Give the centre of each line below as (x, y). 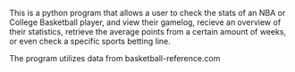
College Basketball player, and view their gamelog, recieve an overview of (145, 22)
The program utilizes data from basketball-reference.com (115, 58)
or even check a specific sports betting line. (90, 41)
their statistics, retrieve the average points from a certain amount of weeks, (148, 32)
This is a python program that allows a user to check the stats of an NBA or (147, 13)
